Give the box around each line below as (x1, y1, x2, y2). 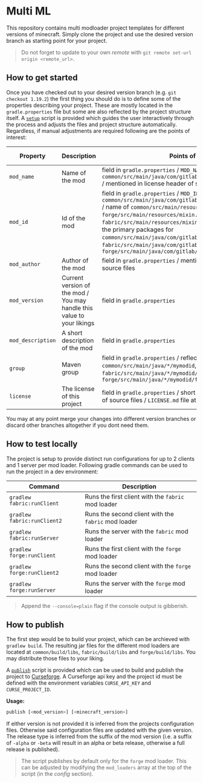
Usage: (6, 697, 25, 705)
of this (61, 392, 80, 400)
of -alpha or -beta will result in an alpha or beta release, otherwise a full (6, 740, 185, 747)
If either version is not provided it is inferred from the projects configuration (6, 720, 195, 727)
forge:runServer (9, 587, 56, 593)
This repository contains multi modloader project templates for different (6, 24, 184, 31)
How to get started (6, 72, 78, 83)
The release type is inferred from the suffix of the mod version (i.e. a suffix (6, 733, 192, 740)
